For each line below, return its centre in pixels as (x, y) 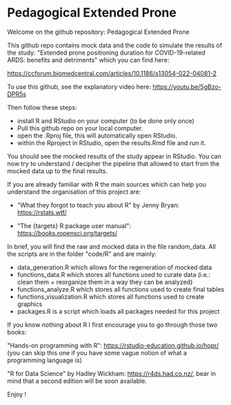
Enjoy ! (17, 394)
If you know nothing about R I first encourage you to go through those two (112, 324)
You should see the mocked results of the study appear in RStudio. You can (114, 156)
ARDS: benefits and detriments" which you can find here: (88, 59)
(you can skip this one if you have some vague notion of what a (97, 352)
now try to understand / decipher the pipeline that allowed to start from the (113, 163)
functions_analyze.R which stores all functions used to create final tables (121, 289)
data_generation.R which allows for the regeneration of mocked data (114, 267)
